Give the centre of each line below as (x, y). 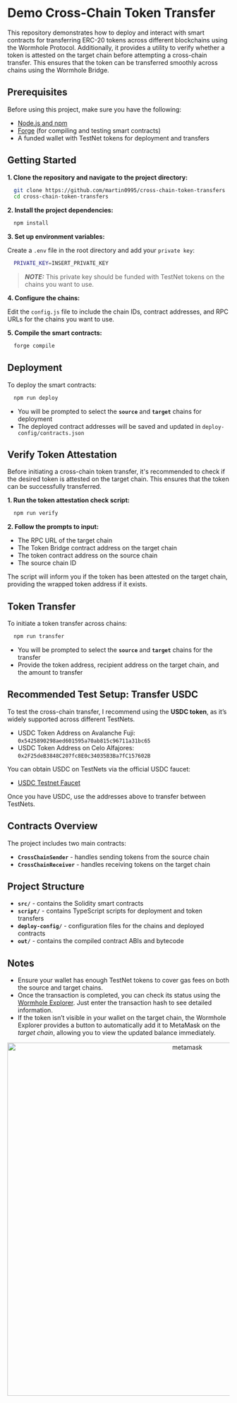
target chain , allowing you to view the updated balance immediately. (117, 1033)
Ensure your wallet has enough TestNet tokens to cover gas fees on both (123, 981)
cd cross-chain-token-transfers (61, 197)
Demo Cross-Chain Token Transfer (111, 13)
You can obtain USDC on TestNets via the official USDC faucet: (99, 769)
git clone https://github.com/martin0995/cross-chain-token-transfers (120, 190)
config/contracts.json (51, 433)
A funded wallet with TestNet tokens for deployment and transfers (113, 138)
